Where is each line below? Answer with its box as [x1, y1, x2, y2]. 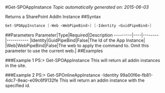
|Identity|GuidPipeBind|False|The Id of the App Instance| [29, 37, 145, 43]
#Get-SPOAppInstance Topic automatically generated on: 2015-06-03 [5, 4, 149, 10]
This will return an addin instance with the [59, 77, 145, 83]
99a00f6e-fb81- [119, 72, 153, 78]
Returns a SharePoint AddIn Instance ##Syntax [5, 14, 101, 19]
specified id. [5, 82, 31, 88]
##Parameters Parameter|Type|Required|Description [5, 32, 113, 38]
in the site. [5, 62, 26, 68]
